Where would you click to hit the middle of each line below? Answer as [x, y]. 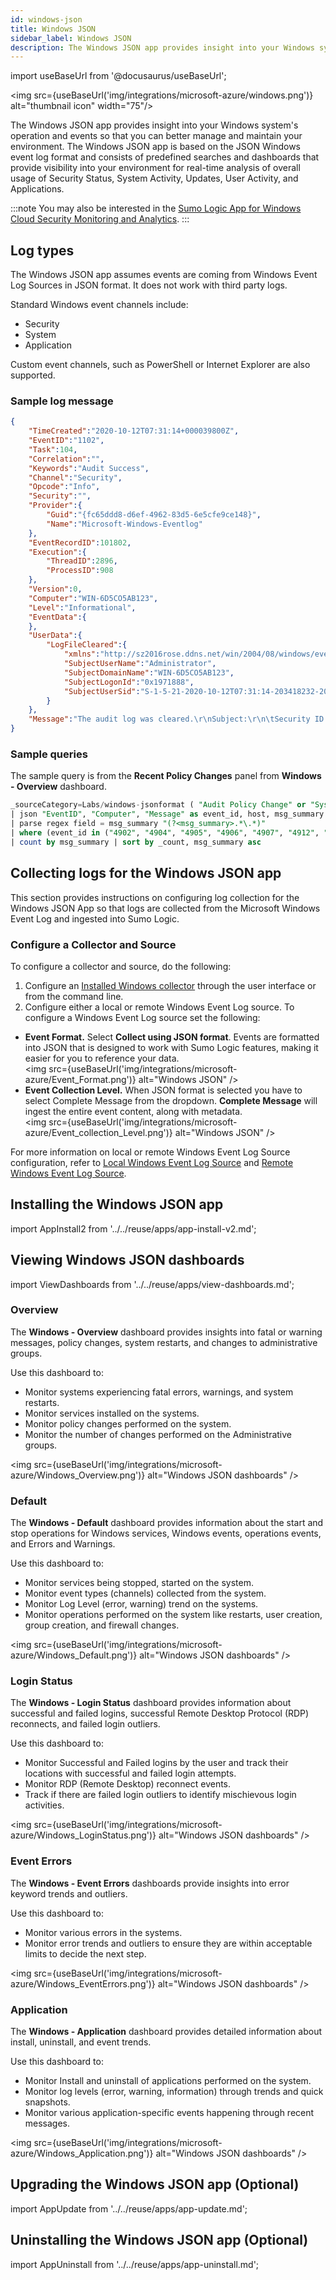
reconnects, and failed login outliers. [85, 1724]
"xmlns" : [82, 654]
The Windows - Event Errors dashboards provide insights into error [150, 1883]
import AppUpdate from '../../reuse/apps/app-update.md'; [129, 2208]
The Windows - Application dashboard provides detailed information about [166, 2031]
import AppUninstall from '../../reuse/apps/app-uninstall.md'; [135, 2264]
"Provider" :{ [55, 506]
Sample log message [62, 401]
